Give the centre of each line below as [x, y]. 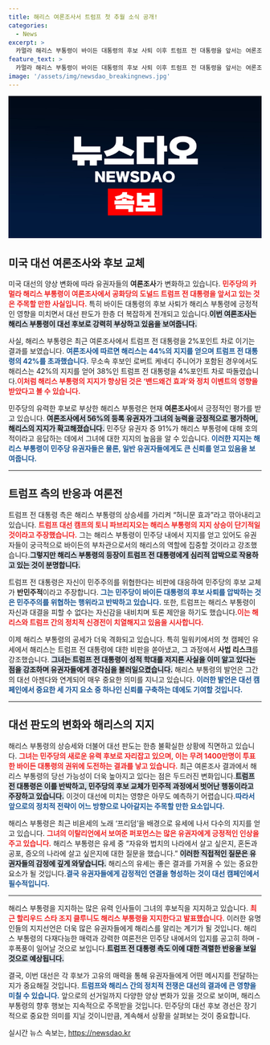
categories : [28, 25]
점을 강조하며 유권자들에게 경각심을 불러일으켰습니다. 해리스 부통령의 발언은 [126, 669]
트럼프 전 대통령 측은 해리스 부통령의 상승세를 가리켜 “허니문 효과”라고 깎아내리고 [135, 514]
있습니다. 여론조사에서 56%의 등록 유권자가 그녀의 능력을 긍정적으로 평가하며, [137, 419]
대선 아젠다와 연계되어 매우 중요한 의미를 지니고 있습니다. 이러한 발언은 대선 [134, 679]
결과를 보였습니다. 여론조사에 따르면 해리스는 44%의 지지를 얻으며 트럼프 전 [126, 351]
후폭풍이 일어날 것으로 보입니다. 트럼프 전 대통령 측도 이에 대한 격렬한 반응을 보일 [133, 948]
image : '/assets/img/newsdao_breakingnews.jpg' [90, 76]
